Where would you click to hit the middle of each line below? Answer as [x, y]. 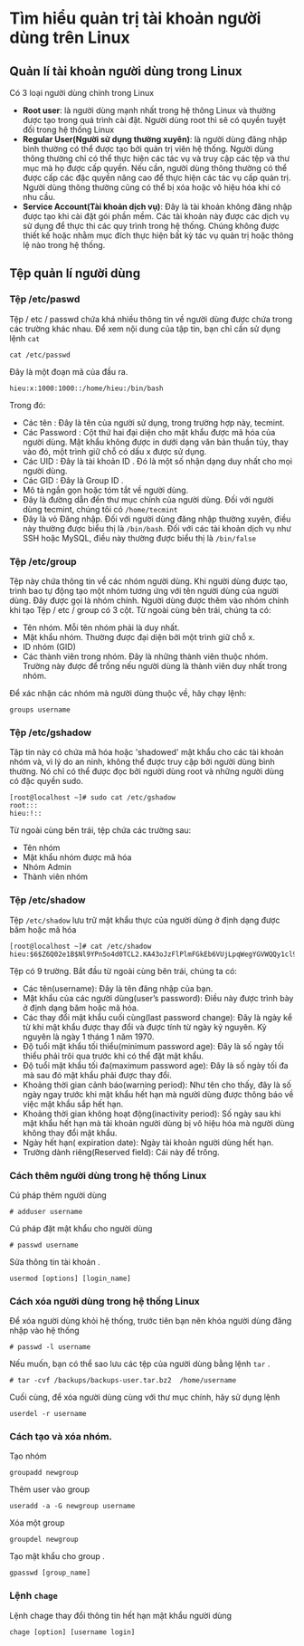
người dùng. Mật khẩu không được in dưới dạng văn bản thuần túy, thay [156, 442]
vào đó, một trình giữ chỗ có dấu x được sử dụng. [114, 451]
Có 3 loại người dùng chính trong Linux [82, 93]
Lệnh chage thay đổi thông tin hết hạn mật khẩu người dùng [121, 1615]
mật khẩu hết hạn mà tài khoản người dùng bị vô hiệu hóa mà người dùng [158, 1123]
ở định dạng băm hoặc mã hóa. [81, 1008]
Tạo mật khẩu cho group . [57, 1556]
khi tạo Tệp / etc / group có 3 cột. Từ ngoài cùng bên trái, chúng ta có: [140, 609]
